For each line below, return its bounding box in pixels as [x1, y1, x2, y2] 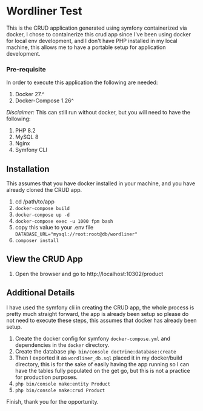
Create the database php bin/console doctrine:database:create [15, 347, 177, 355]
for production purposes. [15, 373, 78, 381]
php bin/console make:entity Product [15, 381, 111, 387]
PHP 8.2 [15, 127, 36, 134]
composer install [15, 238, 59, 244]
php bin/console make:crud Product [15, 387, 105, 393]
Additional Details [6, 288, 75, 298]
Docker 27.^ [15, 91, 45, 98]
